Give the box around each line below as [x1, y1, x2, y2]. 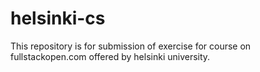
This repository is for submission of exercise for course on [10, 40, 252, 52]
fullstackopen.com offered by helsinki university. [10, 50, 211, 62]
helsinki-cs [10, 7, 106, 30]
